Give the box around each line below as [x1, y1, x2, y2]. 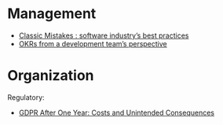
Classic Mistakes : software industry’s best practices [18, 31, 189, 40]
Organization [7, 67, 94, 85]
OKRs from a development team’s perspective [18, 39, 168, 48]
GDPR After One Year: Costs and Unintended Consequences [18, 108, 215, 117]
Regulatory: [7, 92, 45, 102]
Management [7, 5, 97, 23]
